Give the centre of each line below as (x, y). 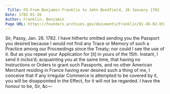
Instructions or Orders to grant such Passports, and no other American (79, 65)
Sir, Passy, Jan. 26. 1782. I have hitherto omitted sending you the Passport (82, 38)
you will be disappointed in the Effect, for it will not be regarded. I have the (83, 81)
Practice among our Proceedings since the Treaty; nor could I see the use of (85, 49)
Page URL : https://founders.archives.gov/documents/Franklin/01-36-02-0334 (87, 24)
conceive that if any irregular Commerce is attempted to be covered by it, (82, 75)
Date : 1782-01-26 (24, 15)
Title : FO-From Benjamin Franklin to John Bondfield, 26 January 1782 (83, 10)
